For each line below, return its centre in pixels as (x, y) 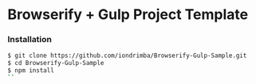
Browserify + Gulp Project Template (128, 15)
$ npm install (31, 71)
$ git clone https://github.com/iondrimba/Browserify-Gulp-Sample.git (127, 56)
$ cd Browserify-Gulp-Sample (56, 63)
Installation (30, 40)
